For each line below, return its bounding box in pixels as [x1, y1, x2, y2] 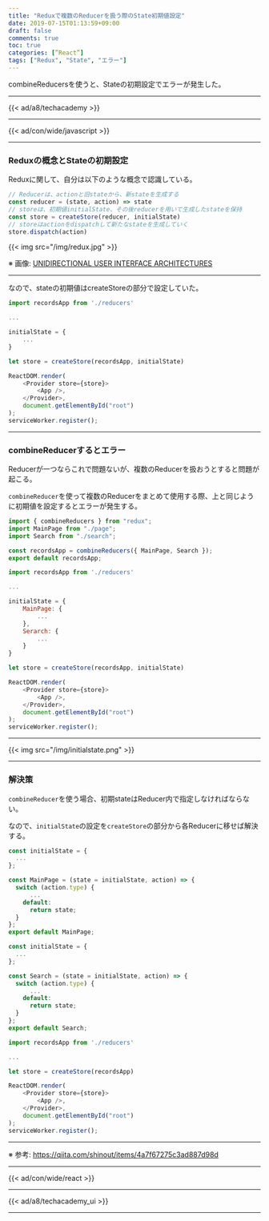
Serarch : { [22, 627, 59, 635]
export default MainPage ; [8, 928, 94, 937]
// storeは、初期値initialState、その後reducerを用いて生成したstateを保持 [8, 205, 243, 213]
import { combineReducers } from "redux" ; [8, 517, 152, 525]
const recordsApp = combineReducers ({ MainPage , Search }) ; [8, 546, 214, 555]
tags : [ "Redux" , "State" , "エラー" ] [8, 57, 127, 65]
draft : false [8, 26, 52, 34]
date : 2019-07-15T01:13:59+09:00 [8, 19, 120, 27]
